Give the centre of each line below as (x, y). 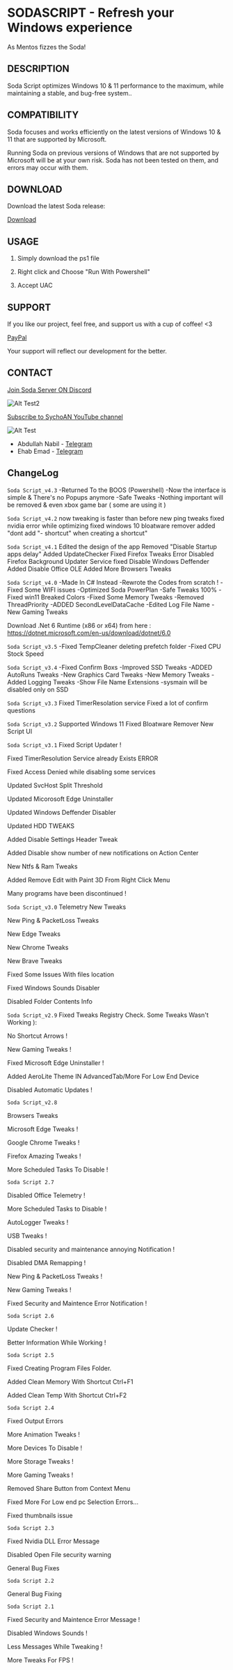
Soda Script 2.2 (31, 1581)
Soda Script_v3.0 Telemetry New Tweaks (67, 907)
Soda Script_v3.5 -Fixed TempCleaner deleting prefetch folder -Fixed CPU (114, 646)
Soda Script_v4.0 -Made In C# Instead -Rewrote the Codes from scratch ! (113, 582)
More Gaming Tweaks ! (40, 1475)
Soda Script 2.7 (31, 1182)
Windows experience (70, 28)
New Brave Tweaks (35, 960)
